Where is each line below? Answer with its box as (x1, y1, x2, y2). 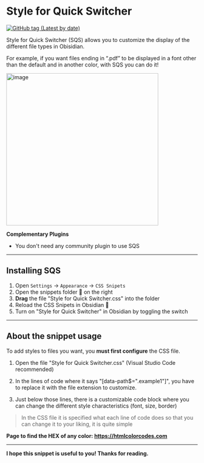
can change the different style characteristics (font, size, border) (15, 402, 177, 409)
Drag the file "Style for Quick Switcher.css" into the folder (15, 294, 160, 302)
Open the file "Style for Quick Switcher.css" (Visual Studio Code (15, 359, 176, 366)
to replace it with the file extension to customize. (15, 384, 137, 391)
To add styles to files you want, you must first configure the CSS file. (6, 347, 180, 355)
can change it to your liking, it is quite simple (21, 420, 133, 428)
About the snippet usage (6, 331, 102, 342)
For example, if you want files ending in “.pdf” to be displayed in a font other (6, 54, 197, 62)
